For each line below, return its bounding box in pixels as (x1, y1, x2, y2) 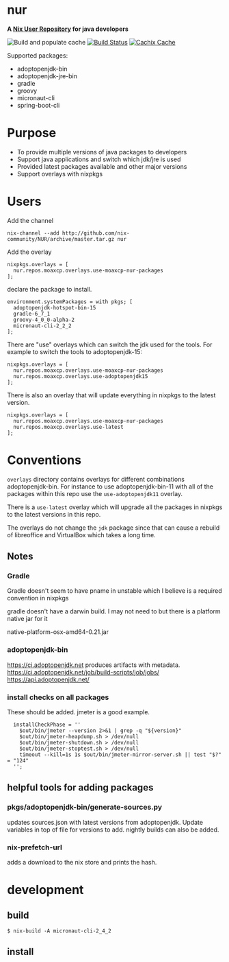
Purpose (7, 126, 57, 141)
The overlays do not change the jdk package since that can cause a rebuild (7, 524, 220, 532)
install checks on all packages (7, 692, 109, 702)
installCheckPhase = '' (13, 721, 81, 729)
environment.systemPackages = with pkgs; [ (7, 298, 133, 305)
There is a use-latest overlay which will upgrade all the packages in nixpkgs (7, 503, 223, 511)
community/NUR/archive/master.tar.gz (7, 235, 115, 242)
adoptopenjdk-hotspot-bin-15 (13, 304, 96, 311)
